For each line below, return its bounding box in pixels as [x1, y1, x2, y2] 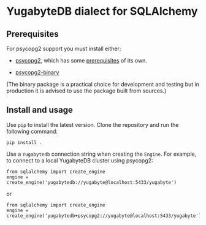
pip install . [6, 139, 43, 145]
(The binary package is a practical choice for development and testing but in [6, 81, 199, 88]
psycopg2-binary [15, 69, 59, 76]
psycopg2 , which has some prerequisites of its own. [15, 57, 147, 64]
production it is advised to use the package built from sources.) [6, 87, 167, 94]
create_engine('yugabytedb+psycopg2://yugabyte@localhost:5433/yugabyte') [6, 213, 202, 219]
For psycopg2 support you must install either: [6, 45, 121, 52]
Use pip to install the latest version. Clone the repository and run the [6, 121, 179, 128]
